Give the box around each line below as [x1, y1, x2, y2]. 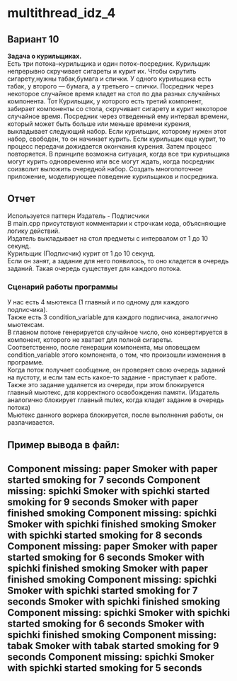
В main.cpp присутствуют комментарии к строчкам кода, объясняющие [7, 219, 226, 227]
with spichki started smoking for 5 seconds [7, 662, 203, 674]
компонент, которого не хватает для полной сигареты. [7, 336, 173, 344]
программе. [7, 358, 44, 367]
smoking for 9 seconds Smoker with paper [7, 496, 199, 508]
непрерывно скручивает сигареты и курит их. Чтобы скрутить [7, 67, 197, 75]
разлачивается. [7, 418, 54, 427]
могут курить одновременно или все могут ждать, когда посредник [7, 157, 214, 166]
